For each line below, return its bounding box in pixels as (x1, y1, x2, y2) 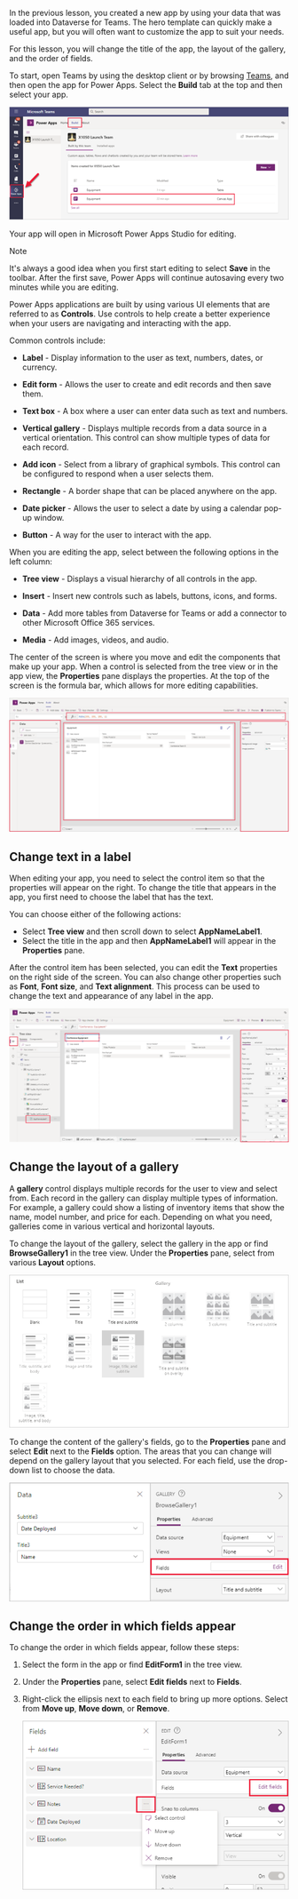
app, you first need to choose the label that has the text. (9, 892, 215, 903)
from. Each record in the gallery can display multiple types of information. (9, 1193, 278, 1203)
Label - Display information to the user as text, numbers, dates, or (21, 352, 263, 363)
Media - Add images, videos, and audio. (21, 634, 169, 645)
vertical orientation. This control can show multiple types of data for (21, 432, 271, 443)
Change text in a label (9, 849, 131, 865)
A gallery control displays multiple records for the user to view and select (9, 1183, 278, 1193)
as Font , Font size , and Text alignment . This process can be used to (9, 981, 260, 992)
